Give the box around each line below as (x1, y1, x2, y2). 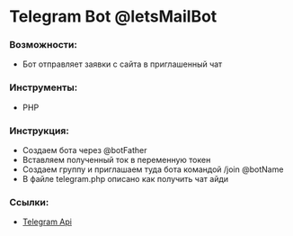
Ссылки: (9, 196, 49, 208)
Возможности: (9, 39, 78, 51)
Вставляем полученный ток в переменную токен (22, 155, 211, 166)
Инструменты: (9, 81, 78, 94)
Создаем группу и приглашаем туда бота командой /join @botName (22, 164, 284, 175)
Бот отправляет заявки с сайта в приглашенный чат (22, 59, 223, 69)
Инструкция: (9, 124, 69, 137)
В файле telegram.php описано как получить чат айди (22, 174, 229, 185)
